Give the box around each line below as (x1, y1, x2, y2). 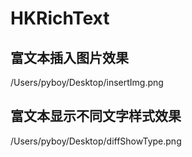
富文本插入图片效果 (10, 49, 129, 66)
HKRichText (10, 7, 110, 30)
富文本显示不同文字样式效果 (10, 108, 182, 125)
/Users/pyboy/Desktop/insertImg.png (10, 77, 164, 88)
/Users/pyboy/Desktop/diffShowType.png (10, 135, 182, 147)
